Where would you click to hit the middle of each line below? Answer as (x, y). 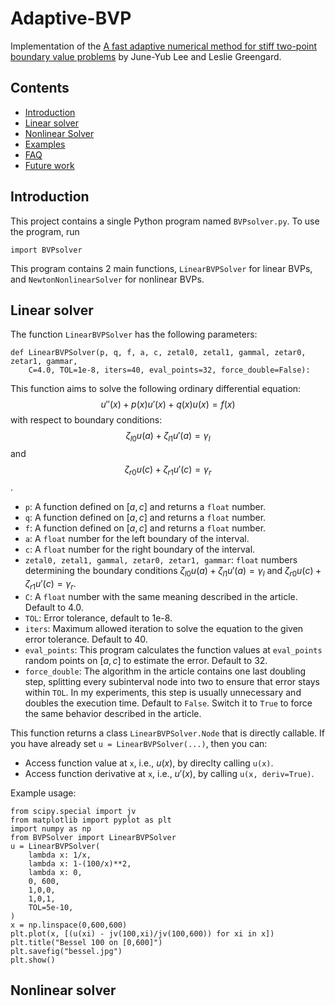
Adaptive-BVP (71, 18)
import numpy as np (51, 828)
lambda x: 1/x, (60, 855)
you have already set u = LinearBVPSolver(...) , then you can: (139, 743)
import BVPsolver (46, 250)
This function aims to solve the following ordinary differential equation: (156, 389)
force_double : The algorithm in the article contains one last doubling (165, 671)
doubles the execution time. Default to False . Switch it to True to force (168, 703)
